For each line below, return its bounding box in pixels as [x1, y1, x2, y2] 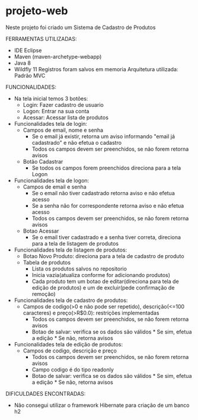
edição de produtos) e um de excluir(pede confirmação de [31, 284, 175, 291]
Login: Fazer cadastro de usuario [23, 101, 104, 108]
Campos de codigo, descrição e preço [23, 347, 117, 354]
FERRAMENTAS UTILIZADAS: [5, 35, 78, 42]
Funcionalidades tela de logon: [14, 177, 90, 184]
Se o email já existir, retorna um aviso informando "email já [31, 132, 175, 140]
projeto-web [5, 4, 68, 18]
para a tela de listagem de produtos [31, 240, 119, 247]
